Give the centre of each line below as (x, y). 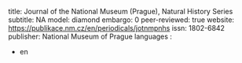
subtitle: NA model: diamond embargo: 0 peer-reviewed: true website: (121, 20)
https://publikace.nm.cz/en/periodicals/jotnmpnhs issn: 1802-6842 (117, 28)
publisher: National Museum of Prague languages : (90, 36)
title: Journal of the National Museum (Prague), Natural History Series (121, 11)
